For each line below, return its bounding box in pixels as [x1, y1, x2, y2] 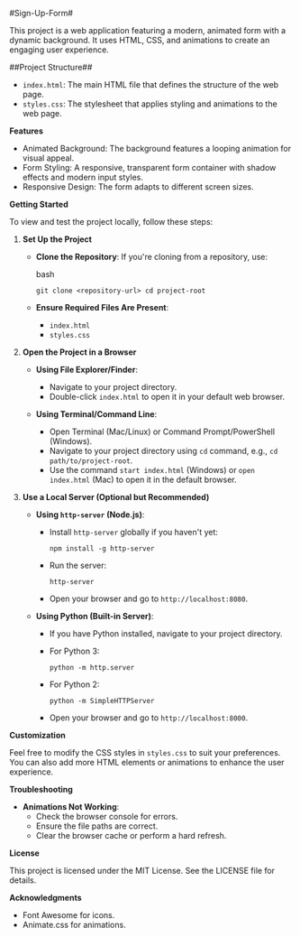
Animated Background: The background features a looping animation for [22, 144, 292, 153]
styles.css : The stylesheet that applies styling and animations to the [22, 98, 277, 109]
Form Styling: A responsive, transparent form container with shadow [22, 162, 277, 172]
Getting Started [9, 199, 69, 209]
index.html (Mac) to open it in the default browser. [49, 474, 237, 485]
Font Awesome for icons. [22, 910, 115, 920]
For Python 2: [49, 679, 100, 690]
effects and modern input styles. [22, 172, 144, 182]
